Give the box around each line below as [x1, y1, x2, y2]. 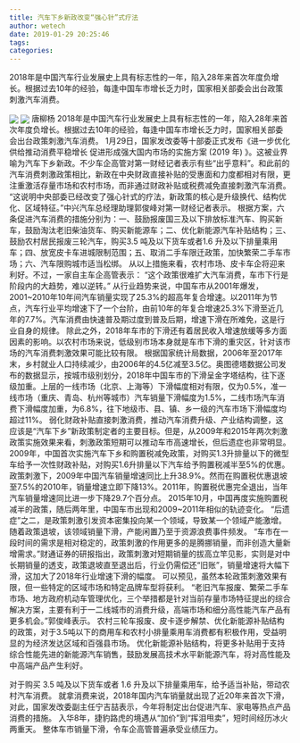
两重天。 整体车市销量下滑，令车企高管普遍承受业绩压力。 [9, 724, 223, 735]
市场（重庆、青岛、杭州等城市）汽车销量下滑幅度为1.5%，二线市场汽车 [16, 392, 278, 403]
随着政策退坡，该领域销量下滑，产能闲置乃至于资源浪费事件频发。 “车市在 [9, 526, 281, 537]
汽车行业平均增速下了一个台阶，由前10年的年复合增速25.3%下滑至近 [24, 303, 277, 313]
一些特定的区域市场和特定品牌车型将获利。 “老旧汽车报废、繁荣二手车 [32, 582, 289, 593]
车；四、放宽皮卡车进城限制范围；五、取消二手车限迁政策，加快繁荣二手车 [9, 247, 283, 258]
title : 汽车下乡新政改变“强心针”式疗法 [9, 13, 138, 22]
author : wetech [9, 21, 66, 30]
